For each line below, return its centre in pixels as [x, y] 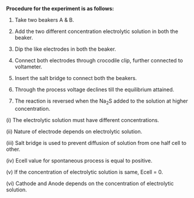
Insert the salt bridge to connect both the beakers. [76, 78]
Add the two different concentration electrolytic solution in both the [96, 31]
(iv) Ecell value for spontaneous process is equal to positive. [79, 160]
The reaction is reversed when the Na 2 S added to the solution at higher [101, 101]
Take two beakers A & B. [45, 20]
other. [13, 149]
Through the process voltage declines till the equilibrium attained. [94, 90]
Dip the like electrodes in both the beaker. [65, 49]
